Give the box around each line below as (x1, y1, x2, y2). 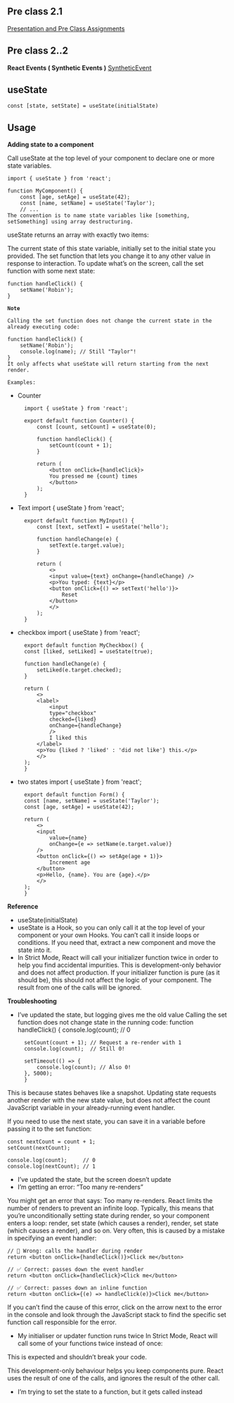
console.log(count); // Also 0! (36, 1064, 131, 1071)
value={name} (48, 834, 88, 841)
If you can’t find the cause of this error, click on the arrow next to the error (7, 1303, 223, 1311)
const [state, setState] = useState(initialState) (7, 102, 159, 110)
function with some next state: (7, 267, 96, 276)
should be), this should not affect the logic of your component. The (17, 976, 212, 984)
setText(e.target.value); (48, 542, 125, 549)
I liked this (48, 734, 88, 742)
